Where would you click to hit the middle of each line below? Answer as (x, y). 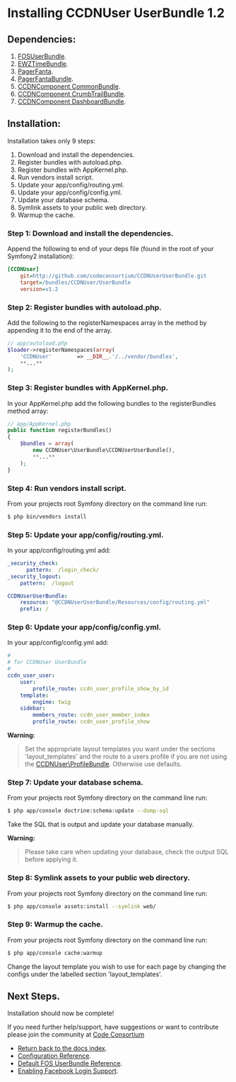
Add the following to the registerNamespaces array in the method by (107, 322)
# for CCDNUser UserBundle (47, 662)
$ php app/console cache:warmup (55, 953)
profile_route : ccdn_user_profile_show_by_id (101, 689)
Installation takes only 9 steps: (52, 140)
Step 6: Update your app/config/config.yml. (84, 627)
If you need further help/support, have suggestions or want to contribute (113, 1027)
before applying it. (51, 859)
